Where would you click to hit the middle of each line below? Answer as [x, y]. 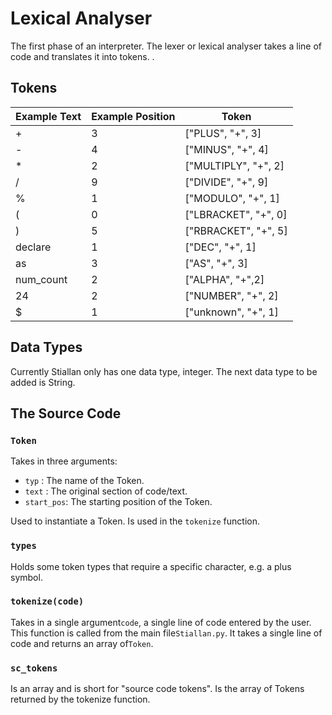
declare [33, 247]
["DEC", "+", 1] [220, 247]
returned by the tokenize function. [80, 699]
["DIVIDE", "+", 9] [226, 182]
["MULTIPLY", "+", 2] [234, 165]
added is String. [43, 382]
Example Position [133, 116]
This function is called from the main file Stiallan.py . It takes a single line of [166, 633]
